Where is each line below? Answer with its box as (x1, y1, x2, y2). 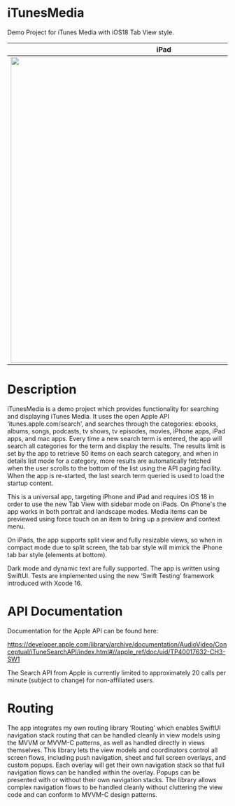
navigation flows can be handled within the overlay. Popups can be (7, 768, 201, 777)
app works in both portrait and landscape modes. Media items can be (7, 507, 208, 515)
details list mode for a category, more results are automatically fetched (7, 456, 211, 465)
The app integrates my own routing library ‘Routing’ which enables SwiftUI (7, 724, 222, 732)
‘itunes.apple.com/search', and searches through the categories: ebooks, (7, 419, 218, 428)
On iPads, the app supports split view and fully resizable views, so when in (7, 535, 222, 544)
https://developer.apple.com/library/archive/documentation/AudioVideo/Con (7, 640, 227, 648)
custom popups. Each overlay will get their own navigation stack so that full (7, 761, 225, 769)
